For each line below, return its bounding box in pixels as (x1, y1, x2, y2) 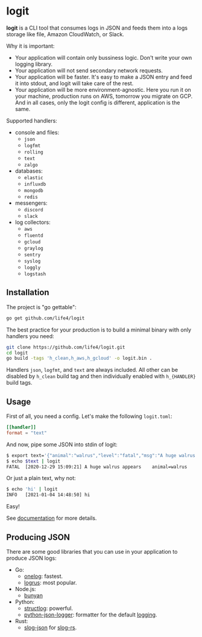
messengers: (14, 199, 48, 206)
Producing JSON (6, 532, 71, 542)
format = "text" (6, 430, 47, 436)
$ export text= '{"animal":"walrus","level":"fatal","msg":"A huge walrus (6, 452, 196, 458)
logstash (24, 270, 46, 277)
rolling (24, 149, 43, 155)
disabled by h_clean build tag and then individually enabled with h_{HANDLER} (6, 373, 196, 380)
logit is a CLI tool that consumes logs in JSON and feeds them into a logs (6, 24, 188, 31)
